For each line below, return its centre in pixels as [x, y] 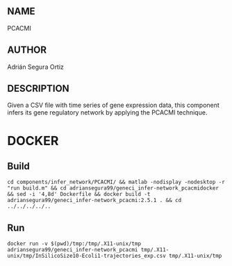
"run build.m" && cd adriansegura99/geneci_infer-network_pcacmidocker [113, 188]
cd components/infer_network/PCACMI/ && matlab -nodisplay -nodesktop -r [116, 182]
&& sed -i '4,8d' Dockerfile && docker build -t [79, 194]
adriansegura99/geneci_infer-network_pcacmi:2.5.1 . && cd [94, 201]
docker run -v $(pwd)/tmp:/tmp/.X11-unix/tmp [74, 244]
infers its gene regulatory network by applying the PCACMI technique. [107, 113]
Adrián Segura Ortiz [36, 67]
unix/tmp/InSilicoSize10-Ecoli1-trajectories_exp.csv [87, 256]
